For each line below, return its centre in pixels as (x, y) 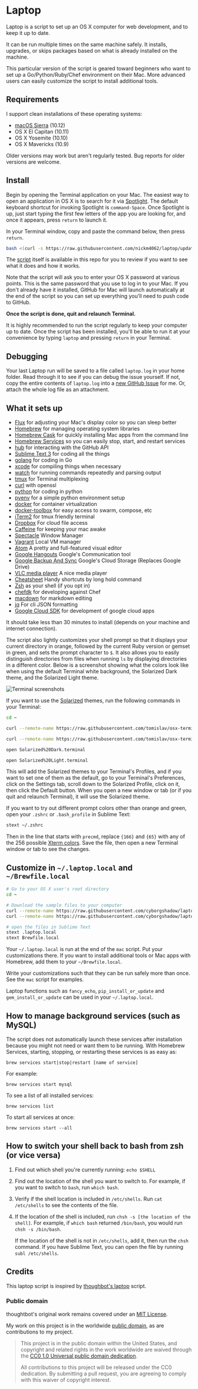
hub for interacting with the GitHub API (62, 447)
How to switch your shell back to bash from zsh (95, 1146)
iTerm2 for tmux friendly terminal (55, 517)
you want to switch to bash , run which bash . (67, 1187)
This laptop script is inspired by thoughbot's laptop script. (76, 1286)
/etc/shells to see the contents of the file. (66, 1205)
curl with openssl (36, 485)
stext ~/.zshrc (25, 825)
